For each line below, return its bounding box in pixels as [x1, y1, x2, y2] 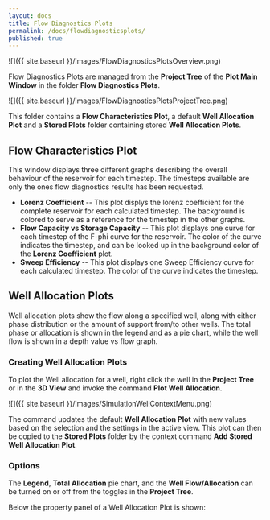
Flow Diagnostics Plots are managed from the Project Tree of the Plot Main [8, 72, 258, 81]
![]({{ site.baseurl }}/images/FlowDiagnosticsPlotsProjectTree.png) [8, 96, 228, 105]
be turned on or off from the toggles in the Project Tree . [8, 487, 194, 497]
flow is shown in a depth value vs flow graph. [8, 336, 158, 346]
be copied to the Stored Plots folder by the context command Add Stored [8, 431, 253, 441]
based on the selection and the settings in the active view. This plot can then [8, 423, 262, 433]
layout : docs [8, 11, 52, 20]
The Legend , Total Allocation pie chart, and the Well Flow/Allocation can [8, 478, 253, 488]
